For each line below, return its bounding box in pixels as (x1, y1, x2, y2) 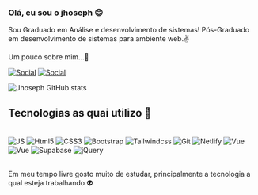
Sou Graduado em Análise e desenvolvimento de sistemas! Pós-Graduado (8, 25, 250, 35)
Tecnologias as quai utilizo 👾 (8, 106, 152, 120)
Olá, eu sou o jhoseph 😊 (8, 7, 104, 18)
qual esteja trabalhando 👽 (8, 178, 93, 188)
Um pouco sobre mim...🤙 (8, 52, 89, 62)
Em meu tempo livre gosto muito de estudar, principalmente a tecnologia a (8, 170, 251, 179)
